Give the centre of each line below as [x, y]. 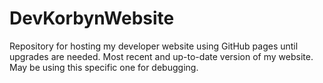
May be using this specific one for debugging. [104, 67]
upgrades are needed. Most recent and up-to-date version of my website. [161, 56]
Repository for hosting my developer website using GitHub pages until [154, 46]
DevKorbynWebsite [92, 18]
